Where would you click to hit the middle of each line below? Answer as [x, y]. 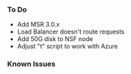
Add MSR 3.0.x [38, 25]
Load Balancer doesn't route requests [71, 32]
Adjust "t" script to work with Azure [68, 47]
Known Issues [31, 64]
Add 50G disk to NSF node [55, 39]
